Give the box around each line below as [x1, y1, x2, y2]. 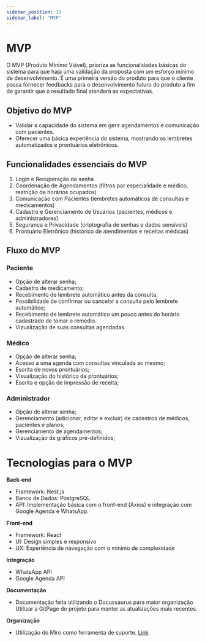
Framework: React [15, 531, 62, 539]
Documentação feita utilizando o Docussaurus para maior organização [15, 598, 193, 606]
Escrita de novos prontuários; [15, 366, 90, 374]
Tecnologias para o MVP [6, 456, 133, 470]
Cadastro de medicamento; [15, 284, 84, 292]
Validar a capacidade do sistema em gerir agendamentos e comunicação [15, 122, 200, 129]
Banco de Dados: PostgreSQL [15, 495, 91, 502]
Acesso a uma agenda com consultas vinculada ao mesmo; [15, 359, 165, 367]
